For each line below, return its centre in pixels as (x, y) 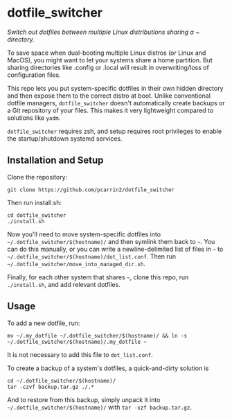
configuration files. (34, 75)
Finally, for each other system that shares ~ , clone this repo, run (98, 277)
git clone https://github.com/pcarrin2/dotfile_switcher (91, 190)
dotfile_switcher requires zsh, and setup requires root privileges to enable (115, 131)
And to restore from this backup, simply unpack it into (84, 399)
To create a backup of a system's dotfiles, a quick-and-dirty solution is (108, 368)
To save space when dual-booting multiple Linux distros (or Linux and (107, 53)
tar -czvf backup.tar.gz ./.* (51, 387)
